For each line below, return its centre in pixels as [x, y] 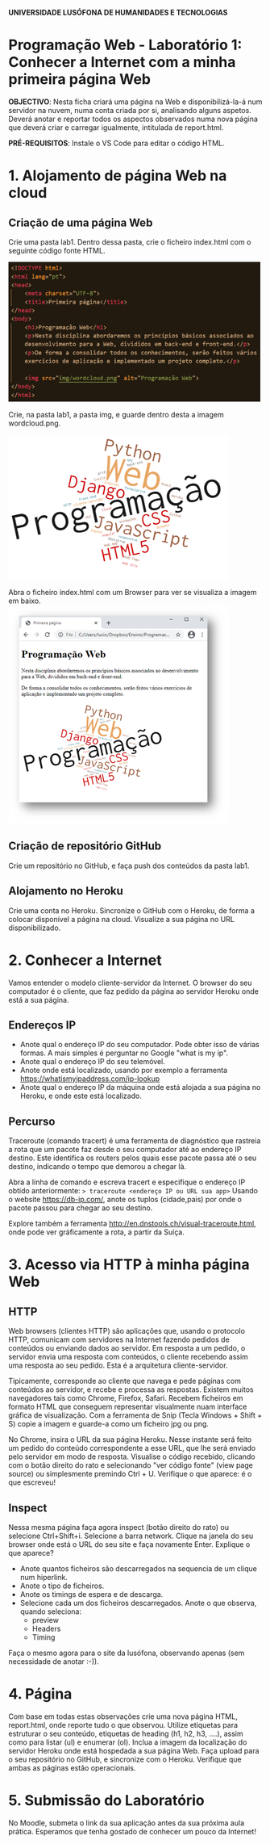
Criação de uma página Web [81, 222]
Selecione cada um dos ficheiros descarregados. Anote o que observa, [138, 1603]
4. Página [40, 1694]
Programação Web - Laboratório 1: [125, 45]
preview [45, 1620]
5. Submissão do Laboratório [106, 1801]
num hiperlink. [44, 1577]
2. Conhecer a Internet [85, 960]
